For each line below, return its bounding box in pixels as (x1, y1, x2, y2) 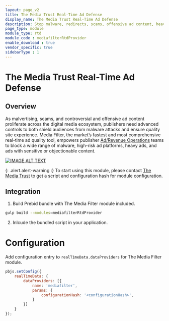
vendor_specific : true (5, 45, 53, 50)
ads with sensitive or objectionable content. (5, 147, 96, 154)
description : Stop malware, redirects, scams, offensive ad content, (5, 21, 154, 27)
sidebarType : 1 (5, 49, 39, 55)
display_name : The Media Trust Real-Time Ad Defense (5, 17, 118, 22)
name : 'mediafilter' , (32, 283, 78, 288)
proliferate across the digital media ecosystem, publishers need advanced (5, 121, 159, 127)
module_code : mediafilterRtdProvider (5, 36, 87, 41)
